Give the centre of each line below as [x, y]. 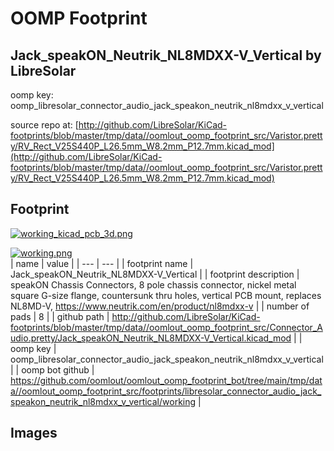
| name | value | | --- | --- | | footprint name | [102, 263]
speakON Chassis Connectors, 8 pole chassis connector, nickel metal [153, 284]
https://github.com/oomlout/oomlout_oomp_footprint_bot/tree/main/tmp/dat [166, 380]
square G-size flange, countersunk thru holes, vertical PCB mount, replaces [166, 295]
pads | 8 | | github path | [60, 316]
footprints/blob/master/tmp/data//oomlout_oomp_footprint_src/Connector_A [166, 327]
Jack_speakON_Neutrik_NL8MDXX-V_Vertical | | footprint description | [155, 274]
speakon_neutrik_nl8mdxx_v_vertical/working [103, 401]
